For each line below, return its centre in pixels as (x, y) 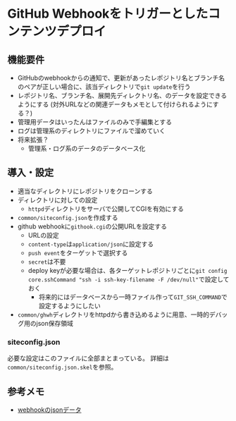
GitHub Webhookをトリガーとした (108, 14)
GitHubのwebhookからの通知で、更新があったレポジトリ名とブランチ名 (121, 78)
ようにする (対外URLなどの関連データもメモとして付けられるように (115, 104)
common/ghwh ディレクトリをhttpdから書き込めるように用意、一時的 (113, 315)
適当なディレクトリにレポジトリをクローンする (85, 191)
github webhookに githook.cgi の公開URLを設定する (92, 226)
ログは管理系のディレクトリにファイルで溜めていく (91, 131)
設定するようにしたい (69, 305)
